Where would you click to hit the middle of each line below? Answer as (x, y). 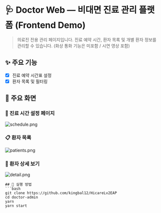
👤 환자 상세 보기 (23, 164)
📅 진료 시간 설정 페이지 (30, 114)
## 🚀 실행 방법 (18, 185)
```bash (13, 189)
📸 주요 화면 (21, 98)
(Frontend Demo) (50, 25)
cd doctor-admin (22, 197)
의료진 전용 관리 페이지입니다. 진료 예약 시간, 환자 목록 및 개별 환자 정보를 (87, 39)
